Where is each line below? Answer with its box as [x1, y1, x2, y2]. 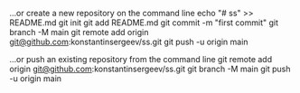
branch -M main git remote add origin [9, 27, 149, 37]
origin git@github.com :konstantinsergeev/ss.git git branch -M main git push [9, 63, 291, 74]
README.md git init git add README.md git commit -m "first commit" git [9, 17, 278, 28]
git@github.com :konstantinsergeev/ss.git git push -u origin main [9, 36, 248, 47]
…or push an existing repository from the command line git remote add [9, 54, 273, 64]
